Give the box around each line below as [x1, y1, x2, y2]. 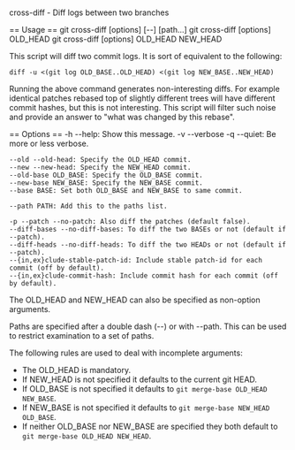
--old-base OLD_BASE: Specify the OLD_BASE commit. [9, 171, 203, 179]
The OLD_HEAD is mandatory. [21, 365, 131, 375]
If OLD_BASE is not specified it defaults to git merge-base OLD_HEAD [21, 384, 268, 393]
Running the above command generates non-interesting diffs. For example [9, 84, 280, 94]
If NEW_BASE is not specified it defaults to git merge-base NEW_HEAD [21, 402, 270, 413]
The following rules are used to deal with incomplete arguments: [9, 347, 243, 358]
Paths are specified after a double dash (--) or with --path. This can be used [9, 321, 287, 332]
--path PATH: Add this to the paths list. [9, 202, 168, 210]
